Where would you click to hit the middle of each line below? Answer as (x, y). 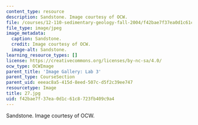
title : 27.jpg (24, 93)
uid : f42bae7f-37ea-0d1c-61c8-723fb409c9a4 (60, 99)
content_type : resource (35, 11)
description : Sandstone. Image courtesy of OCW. (67, 17)
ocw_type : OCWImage (30, 66)
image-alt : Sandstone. (39, 50)
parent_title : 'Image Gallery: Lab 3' (54, 72)
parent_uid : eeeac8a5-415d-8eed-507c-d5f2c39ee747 (70, 83)
